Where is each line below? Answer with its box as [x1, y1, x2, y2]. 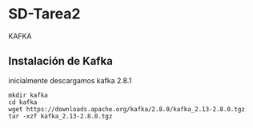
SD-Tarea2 [8, 5, 81, 23]
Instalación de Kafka [8, 54, 114, 68]
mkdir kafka [8, 91, 48, 99]
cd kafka [8, 98, 38, 106]
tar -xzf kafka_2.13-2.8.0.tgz [8, 112, 113, 120]
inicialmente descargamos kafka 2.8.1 [8, 75, 132, 85]
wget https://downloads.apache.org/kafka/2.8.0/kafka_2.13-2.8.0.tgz [8, 105, 246, 113]
